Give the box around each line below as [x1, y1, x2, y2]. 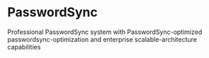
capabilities [7, 42, 41, 51]
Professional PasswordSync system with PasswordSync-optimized [7, 28, 203, 36]
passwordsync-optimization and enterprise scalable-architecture [7, 35, 197, 43]
